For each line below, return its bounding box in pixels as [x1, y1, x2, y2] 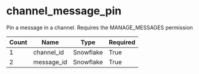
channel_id [33, 48, 65, 56]
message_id [33, 58, 68, 66]
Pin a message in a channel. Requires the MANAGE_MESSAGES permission [6, 24, 193, 31]
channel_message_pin [6, 4, 122, 18]
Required [108, 38, 136, 46]
